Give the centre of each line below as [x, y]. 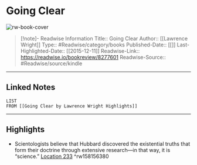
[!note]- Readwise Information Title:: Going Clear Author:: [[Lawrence [104, 38]
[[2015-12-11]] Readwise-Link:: [103, 50]
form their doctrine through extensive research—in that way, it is [92, 150]
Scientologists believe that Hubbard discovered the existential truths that [102, 144]
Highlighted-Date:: [43, 50]
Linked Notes [31, 87]
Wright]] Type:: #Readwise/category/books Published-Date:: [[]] [98, 45]
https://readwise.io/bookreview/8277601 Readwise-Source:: [93, 57]
